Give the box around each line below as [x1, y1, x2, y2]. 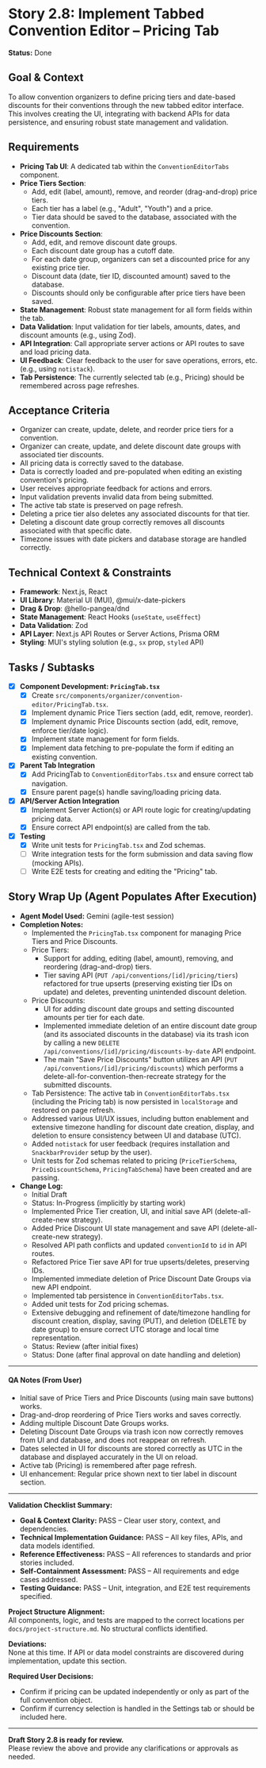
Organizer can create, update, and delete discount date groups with [19, 441, 241, 451]
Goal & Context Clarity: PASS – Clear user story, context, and [19, 1516, 221, 1525]
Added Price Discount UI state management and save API [31, 1223, 219, 1233]
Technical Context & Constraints [8, 565, 172, 580]
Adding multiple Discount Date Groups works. [19, 1419, 169, 1428]
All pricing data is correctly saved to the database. [19, 458, 184, 468]
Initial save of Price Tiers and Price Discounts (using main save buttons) [19, 1393, 255, 1403]
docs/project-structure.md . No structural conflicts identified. [8, 1624, 208, 1634]
